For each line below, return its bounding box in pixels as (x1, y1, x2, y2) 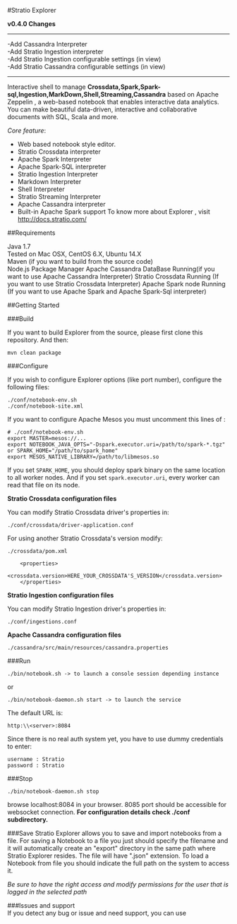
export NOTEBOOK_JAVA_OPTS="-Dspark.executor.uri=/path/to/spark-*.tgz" (7, 441, 226, 448)
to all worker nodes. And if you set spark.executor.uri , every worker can (7, 473, 220, 482)
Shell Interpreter (17, 185, 65, 193)
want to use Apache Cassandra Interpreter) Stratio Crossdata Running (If (7, 272, 219, 281)
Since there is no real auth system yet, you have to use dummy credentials (7, 735, 224, 743)
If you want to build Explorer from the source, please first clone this (7, 328, 203, 336)
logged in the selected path (7, 888, 87, 896)
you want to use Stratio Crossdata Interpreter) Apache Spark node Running (7, 280, 226, 288)
